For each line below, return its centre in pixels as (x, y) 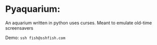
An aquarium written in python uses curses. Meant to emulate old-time (79, 23)
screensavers (19, 28)
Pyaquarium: (33, 9)
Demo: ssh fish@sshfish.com (35, 38)
